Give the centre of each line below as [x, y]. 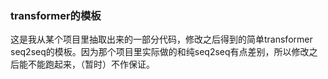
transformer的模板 [56, 15]
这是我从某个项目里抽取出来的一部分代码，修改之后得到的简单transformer [161, 39]
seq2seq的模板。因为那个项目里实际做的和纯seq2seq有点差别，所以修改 [160, 52]
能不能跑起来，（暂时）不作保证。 [86, 64]
